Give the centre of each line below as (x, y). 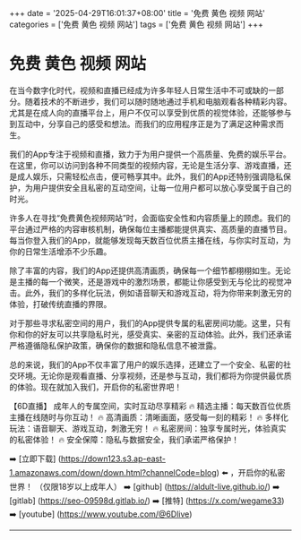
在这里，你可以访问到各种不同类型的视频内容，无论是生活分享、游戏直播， (146, 165)
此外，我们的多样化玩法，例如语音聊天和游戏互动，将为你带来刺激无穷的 (158, 293)
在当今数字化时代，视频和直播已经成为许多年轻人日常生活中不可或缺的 (139, 90)
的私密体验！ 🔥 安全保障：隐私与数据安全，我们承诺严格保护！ (125, 439)
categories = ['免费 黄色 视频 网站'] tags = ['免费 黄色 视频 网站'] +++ (137, 24)
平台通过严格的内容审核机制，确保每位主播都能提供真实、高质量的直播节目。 (150, 229)
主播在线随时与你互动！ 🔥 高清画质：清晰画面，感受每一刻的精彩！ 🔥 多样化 (149, 417)
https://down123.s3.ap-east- (113, 459)
